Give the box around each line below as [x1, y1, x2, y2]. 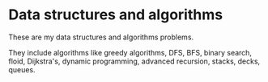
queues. [8, 64, 36, 74]
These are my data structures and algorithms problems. [8, 32, 194, 42]
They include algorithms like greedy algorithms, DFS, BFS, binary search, [8, 47, 253, 57]
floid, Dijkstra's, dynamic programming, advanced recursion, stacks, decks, [8, 56, 261, 66]
